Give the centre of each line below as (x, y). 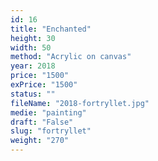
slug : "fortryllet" (51, 131)
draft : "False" (42, 122)
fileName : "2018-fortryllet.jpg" (80, 103)
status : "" (33, 94)
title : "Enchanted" (51, 29)
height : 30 (33, 38)
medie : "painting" (48, 112)
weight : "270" (40, 141)
